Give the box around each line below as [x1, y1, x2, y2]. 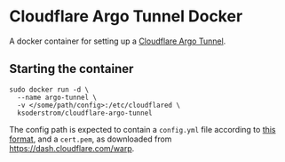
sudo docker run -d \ [9, 85, 90, 94]
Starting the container [9, 61, 134, 77]
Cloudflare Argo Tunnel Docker [9, 6, 243, 27]
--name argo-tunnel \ [17, 93, 98, 101]
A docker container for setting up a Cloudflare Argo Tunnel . [9, 36, 226, 46]
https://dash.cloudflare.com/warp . [9, 142, 135, 153]
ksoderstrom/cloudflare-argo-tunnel [17, 109, 153, 117]
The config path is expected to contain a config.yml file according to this [9, 124, 277, 134]
